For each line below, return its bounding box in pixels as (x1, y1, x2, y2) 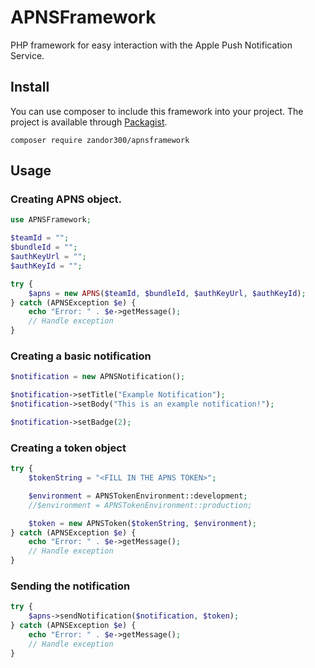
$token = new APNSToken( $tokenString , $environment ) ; (28, 518, 257, 528)
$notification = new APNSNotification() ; (10, 372, 186, 382)
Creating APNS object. (10, 192, 123, 206)
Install (10, 79, 50, 96)
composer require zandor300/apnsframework (10, 135, 190, 145)
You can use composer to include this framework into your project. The (10, 105, 304, 117)
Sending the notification (10, 579, 131, 593)
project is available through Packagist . (10, 116, 168, 128)
